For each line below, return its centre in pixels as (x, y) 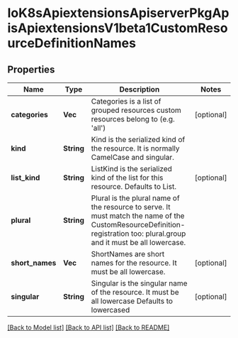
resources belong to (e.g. (133, 119)
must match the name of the (138, 216)
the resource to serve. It (131, 207)
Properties (31, 69)
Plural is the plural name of (135, 198)
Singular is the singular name (139, 283)
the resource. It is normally (135, 148)
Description (140, 89)
